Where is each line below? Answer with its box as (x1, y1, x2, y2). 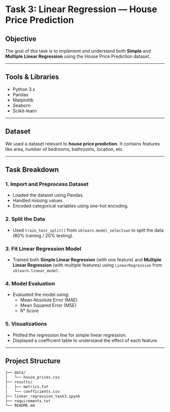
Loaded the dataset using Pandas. (12, 192, 84, 198)
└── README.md (5, 403, 35, 408)
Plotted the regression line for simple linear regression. (12, 332, 127, 338)
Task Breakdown (5, 166, 59, 174)
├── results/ (5, 380, 33, 385)
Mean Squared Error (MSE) (20, 303, 77, 309)
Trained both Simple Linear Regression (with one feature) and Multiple (12, 256, 162, 263)
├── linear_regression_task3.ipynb (5, 394, 80, 399)
